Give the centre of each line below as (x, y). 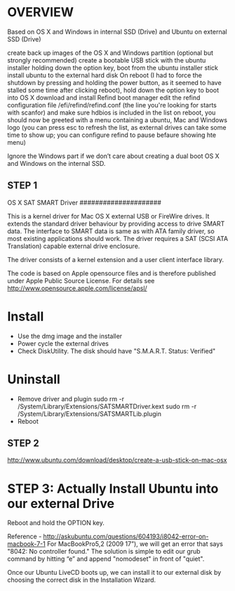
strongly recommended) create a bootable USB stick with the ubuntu (107, 60)
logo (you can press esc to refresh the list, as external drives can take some (117, 127)
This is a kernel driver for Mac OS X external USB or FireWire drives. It (108, 216)
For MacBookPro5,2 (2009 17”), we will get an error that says (135, 544)
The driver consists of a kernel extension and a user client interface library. (116, 259)
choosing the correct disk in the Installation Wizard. (82, 580)
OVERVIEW (41, 12)
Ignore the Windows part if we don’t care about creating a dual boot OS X (113, 156)
